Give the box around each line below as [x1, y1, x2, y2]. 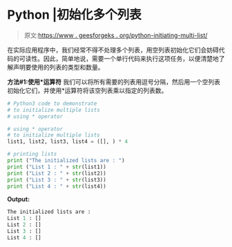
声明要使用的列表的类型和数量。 [12, 63, 104, 71]
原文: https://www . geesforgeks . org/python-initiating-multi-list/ [23, 31, 208, 39]
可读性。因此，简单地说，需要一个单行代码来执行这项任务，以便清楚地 [19, 54, 219, 63]
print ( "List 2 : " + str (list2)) [7, 170, 107, 177]
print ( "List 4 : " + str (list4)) [7, 183, 107, 190]
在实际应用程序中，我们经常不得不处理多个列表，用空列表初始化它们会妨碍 [7, 46, 219, 54]
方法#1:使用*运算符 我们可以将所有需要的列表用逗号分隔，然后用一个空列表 [7, 77, 221, 86]
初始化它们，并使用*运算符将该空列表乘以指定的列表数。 [7, 86, 168, 95]
